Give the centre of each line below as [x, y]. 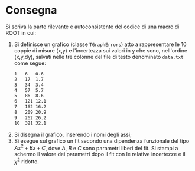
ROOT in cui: [21, 32]
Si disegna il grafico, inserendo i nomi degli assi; [73, 134]
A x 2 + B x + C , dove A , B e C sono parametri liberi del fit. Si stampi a [96, 147]
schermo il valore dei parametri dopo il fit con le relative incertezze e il [100, 154]
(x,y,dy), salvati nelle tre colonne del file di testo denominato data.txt [99, 57]
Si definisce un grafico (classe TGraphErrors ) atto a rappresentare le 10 [100, 44]
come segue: [30, 63]
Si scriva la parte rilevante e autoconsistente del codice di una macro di [92, 27]
